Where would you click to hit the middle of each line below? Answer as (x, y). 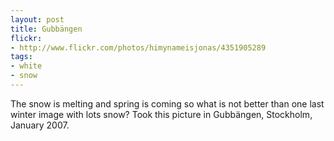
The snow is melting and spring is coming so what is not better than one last (167, 103)
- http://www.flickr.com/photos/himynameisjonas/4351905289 (138, 47)
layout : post (37, 19)
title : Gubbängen (46, 29)
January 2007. (40, 125)
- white (26, 66)
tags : (21, 57)
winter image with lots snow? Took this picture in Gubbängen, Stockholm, (161, 114)
